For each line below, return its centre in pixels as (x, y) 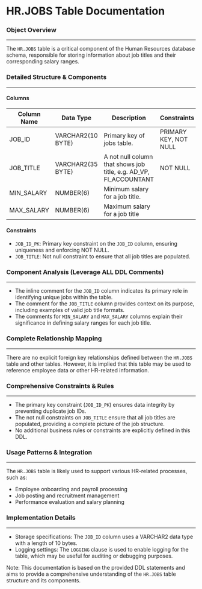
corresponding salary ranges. (43, 62)
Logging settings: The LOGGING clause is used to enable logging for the (102, 549)
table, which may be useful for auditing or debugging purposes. (94, 556)
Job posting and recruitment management (67, 495)
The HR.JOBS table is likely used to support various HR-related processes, (97, 471)
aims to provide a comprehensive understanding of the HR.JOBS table (91, 574)
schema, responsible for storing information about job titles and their (91, 55)
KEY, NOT (174, 139)
